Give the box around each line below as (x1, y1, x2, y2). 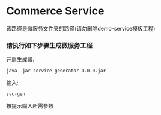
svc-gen (6, 91, 26, 97)
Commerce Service (6, 4, 105, 18)
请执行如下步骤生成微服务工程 (6, 41, 93, 49)
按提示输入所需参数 (6, 102, 54, 110)
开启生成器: (6, 56, 35, 63)
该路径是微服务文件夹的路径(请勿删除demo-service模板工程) (6, 25, 156, 32)
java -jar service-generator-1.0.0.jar (6, 68, 106, 74)
